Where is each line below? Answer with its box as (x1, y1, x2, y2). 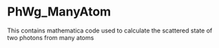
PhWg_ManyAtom (7, 4, 112, 20)
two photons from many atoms (7, 33, 94, 41)
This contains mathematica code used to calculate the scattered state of (7, 26, 213, 34)
